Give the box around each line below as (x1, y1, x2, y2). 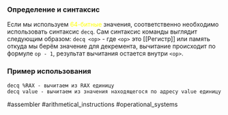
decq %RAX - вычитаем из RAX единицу (7, 82, 115, 89)
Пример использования (7, 66, 91, 76)
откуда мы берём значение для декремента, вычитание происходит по (7, 42, 216, 51)
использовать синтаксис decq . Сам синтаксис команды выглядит (7, 27, 198, 36)
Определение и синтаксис (7, 5, 100, 14)
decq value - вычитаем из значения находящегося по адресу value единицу (7, 88, 222, 95)
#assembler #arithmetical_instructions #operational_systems (7, 100, 178, 108)
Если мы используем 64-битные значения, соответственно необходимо (7, 21, 219, 29)
